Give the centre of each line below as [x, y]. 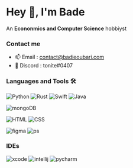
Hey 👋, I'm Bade [46, 12]
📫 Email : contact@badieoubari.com [59, 57]
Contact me [23, 44]
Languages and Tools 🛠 [41, 81]
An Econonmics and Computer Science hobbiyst [66, 28]
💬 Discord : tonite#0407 [44, 66]
